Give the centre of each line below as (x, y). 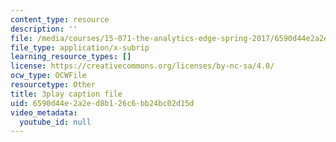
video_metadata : (44, 112)
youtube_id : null (55, 122)
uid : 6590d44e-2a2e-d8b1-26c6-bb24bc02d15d (102, 103)
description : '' (44, 29)
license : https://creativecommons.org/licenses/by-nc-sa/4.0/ (142, 66)
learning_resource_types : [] (71, 57)
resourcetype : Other (53, 85)
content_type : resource (60, 19)
